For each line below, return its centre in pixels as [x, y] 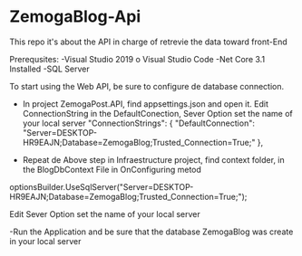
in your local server [45, 241]
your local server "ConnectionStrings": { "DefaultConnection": [139, 123]
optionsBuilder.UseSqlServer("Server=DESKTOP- [102, 186]
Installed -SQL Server [50, 69]
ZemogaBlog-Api [75, 17]
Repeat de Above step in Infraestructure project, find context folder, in [154, 159]
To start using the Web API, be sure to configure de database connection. [147, 86]
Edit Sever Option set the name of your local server [105, 213]
